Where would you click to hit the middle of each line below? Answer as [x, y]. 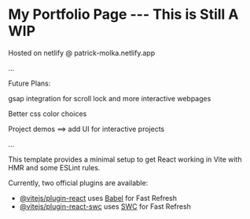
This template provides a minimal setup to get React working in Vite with [125, 159]
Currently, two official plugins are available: [78, 183]
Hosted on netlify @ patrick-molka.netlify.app [82, 53]
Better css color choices [48, 113]
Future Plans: [29, 83]
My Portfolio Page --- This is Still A [123, 15]
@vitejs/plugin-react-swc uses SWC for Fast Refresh [105, 206]
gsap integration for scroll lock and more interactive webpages [110, 98]
